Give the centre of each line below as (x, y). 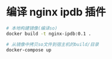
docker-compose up (29, 50)
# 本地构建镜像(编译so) (32, 28)
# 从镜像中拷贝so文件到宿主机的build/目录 (52, 44)
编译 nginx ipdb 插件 (56, 12)
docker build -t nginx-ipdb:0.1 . (49, 34)
